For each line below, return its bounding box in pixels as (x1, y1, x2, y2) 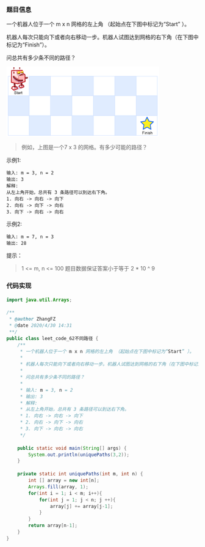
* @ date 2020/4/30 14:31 (9, 322, 72, 329)
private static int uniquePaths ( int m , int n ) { (17, 471, 143, 477)
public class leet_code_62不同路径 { (6, 335, 99, 341)
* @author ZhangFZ (9, 316, 56, 322)
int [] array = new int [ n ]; (28, 477, 99, 484)
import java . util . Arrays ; (6, 297, 72, 303)
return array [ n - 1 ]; (28, 523, 78, 529)
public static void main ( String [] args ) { (17, 445, 127, 451)
